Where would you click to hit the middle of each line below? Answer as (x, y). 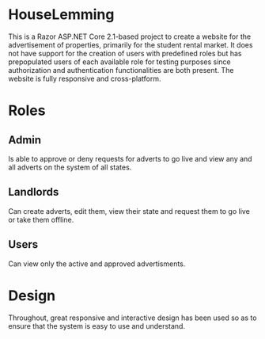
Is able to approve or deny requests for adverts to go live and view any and (130, 158)
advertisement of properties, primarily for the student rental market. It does (131, 44)
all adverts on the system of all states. (70, 167)
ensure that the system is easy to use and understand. (97, 326)
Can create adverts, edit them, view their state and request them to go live (129, 211)
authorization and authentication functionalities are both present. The (121, 70)
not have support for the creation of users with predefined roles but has (125, 53)
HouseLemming (61, 15)
